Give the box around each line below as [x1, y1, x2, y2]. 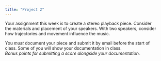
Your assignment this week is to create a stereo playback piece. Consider [5, 20, 152, 26]
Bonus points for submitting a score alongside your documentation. [5, 50, 140, 56]
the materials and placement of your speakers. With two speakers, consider [5, 25, 157, 31]
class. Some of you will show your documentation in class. [5, 45, 122, 51]
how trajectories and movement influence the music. [5, 30, 110, 36]
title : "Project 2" [5, 7, 45, 12]
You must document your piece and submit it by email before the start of [5, 40, 150, 46]
